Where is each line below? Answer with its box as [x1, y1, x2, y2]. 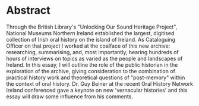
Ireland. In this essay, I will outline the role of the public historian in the [6, 61, 178, 68]
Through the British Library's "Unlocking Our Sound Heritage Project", [6, 23, 178, 30]
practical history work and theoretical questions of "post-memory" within [6, 74, 185, 81]
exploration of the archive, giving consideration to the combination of [6, 67, 175, 74]
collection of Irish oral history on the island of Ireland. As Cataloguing [6, 36, 176, 43]
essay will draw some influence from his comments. [6, 93, 134, 100]
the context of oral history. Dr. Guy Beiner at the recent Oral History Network [6, 80, 193, 87]
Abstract [6, 4, 50, 17]
